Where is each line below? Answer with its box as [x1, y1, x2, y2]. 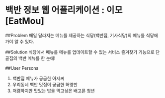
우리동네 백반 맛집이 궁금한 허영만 [12, 81, 78, 87]
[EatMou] [5, 15, 45, 27]
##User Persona [5, 65, 39, 71]
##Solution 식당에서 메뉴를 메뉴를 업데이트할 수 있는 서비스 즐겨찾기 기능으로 [5, 49, 155, 55]
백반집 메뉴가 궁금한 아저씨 [12, 75, 65, 81]
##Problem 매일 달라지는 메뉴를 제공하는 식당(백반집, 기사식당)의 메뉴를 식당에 [5, 32, 158, 38]
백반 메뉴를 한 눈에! [18, 55, 56, 61]
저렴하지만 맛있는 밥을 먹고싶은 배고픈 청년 [12, 88, 95, 94]
